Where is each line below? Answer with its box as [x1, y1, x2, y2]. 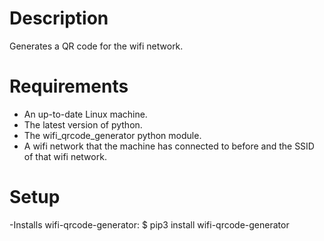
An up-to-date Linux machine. [23, 108, 148, 120]
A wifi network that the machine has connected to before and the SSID [23, 140, 315, 152]
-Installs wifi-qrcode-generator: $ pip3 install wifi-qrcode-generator [9, 218, 290, 231]
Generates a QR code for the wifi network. [9, 40, 184, 52]
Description [9, 7, 109, 30]
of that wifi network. [23, 150, 107, 162]
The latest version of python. [23, 118, 143, 131]
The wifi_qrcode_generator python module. [23, 129, 202, 141]
